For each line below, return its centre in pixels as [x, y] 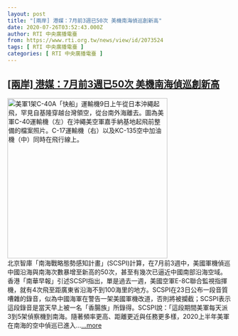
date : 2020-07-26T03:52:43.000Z [55, 27]
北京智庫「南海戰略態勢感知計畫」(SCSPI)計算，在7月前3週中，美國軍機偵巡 [119, 263]
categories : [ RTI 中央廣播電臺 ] [55, 54]
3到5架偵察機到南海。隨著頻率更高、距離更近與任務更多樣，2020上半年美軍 [118, 316]
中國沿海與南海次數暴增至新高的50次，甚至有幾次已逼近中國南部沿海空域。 [117, 272]
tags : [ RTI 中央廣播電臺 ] [45, 47]
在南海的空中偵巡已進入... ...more [55, 325]
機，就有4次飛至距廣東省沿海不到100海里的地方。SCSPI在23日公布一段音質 [118, 290]
